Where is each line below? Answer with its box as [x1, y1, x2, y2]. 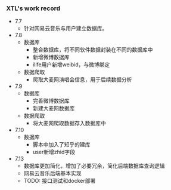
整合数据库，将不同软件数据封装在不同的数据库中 [32, 46, 153, 53]
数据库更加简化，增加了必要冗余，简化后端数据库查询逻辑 [23, 163, 165, 170]
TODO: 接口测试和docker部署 [23, 177, 96, 185]
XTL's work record [6, 4, 61, 13]
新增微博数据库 [32, 54, 70, 61]
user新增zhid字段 [32, 148, 76, 156]
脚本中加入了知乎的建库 [32, 141, 91, 148]
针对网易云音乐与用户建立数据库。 [23, 25, 108, 32]
